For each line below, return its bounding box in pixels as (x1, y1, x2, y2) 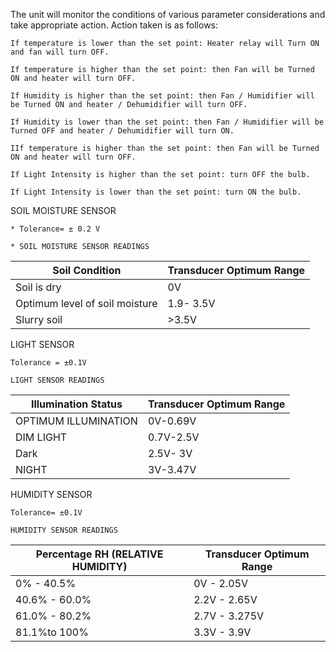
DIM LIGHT (15, 430, 68, 444)
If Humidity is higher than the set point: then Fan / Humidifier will (10, 91, 315, 101)
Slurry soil (15, 313, 63, 326)
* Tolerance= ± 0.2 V (10, 224, 101, 234)
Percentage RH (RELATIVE (35, 547, 164, 561)
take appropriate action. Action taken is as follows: (10, 19, 219, 31)
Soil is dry (15, 280, 62, 294)
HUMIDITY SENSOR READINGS (10, 525, 118, 535)
